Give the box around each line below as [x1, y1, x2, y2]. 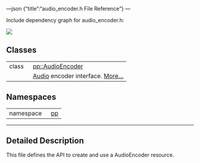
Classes [6, 45, 37, 56]
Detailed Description [6, 136, 85, 146]
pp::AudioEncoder [32, 62, 83, 70]
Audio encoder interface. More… [32, 72, 124, 80]
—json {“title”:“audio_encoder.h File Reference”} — [6, 5, 131, 12]
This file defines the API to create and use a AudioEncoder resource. [6, 152, 174, 159]
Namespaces [6, 92, 57, 102]
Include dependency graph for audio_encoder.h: [6, 17, 124, 23]
